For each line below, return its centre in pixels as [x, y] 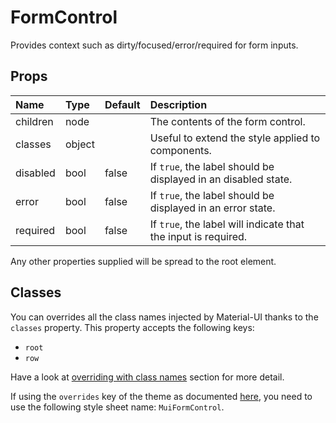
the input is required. [198, 236]
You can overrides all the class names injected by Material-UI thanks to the [164, 317]
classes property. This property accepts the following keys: [132, 327]
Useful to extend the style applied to [235, 138]
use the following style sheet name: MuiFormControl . [117, 407]
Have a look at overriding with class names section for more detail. [147, 377]
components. [180, 150]
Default [122, 104]
